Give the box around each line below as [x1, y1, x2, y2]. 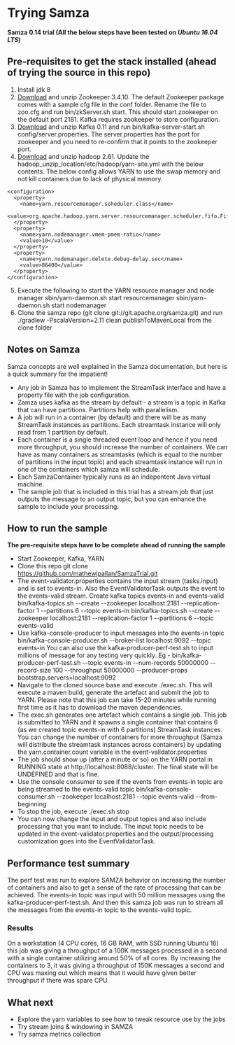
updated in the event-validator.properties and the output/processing [17, 829, 214, 838]
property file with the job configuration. [17, 391, 131, 399]
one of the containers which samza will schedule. [17, 465, 160, 473]
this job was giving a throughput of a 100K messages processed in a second [7, 946, 227, 955]
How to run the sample [7, 522, 108, 534]
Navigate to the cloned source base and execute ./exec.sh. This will [17, 681, 213, 689]
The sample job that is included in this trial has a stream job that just [17, 487, 214, 496]
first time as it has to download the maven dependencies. [17, 703, 183, 712]
